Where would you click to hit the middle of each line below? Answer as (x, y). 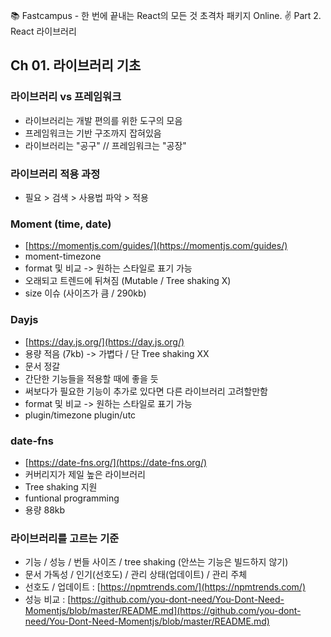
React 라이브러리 (43, 31)
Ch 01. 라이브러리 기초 (76, 65)
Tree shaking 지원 (61, 486)
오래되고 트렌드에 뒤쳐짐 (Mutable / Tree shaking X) (128, 281)
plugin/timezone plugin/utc (80, 415)
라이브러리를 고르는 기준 (65, 538)
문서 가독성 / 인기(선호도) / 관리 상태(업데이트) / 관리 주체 (136, 575)
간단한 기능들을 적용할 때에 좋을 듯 (91, 378)
